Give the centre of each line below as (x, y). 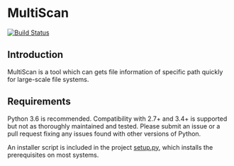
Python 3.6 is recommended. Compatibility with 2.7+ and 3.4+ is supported (117, 119)
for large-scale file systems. (48, 79)
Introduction (35, 55)
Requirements (39, 101)
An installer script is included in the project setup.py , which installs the (110, 147)
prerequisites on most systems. (53, 155)
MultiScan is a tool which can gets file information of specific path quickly (115, 71)
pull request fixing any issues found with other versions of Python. (104, 134)
